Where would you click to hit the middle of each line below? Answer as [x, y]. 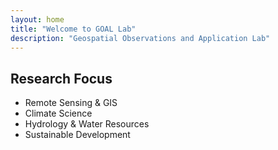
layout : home [37, 19]
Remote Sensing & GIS [71, 103]
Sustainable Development [77, 135]
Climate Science [58, 113]
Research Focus [61, 78]
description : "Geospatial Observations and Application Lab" [140, 38]
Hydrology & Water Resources [87, 124]
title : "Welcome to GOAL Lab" [73, 29]
